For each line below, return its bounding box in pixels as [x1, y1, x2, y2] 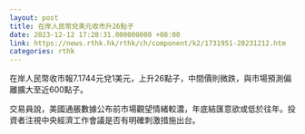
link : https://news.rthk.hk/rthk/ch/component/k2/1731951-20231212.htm [9, 38, 286, 48]
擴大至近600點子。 [16, 84, 89, 95]
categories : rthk [9, 47, 75, 56]
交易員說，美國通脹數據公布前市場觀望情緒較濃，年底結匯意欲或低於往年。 [9, 103, 288, 114]
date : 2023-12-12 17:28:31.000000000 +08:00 [9, 30, 181, 39]
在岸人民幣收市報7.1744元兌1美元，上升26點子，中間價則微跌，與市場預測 [9, 73, 284, 84]
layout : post [9, 13, 59, 23]
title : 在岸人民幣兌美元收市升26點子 [9, 22, 134, 31]
